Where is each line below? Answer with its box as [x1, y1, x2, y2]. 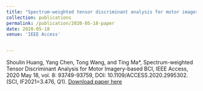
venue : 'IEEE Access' [6, 32, 61, 38]
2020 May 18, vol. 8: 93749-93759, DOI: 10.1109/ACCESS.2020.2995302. [6, 72, 188, 79]
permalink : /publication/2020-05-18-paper [6, 20, 115, 26]
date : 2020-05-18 [6, 25, 50, 32]
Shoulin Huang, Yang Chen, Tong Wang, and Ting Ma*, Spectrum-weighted [6, 59, 193, 66]
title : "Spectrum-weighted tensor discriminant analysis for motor [6, 8, 180, 15]
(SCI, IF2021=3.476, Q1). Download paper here [6, 78, 123, 86]
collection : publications [6, 15, 71, 21]
